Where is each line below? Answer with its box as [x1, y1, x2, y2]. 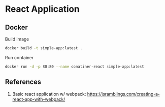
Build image [5, 36, 29, 42]
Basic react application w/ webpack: [12, 91, 86, 97]
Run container [5, 54, 33, 60]
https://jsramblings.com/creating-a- [87, 91, 160, 97]
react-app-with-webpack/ [12, 96, 66, 102]
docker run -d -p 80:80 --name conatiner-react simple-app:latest [5, 64, 144, 69]
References [5, 78, 41, 86]
